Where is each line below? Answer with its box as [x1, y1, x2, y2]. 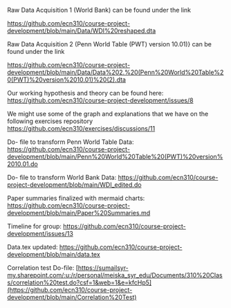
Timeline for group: [7, 222, 62, 230]
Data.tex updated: [7, 243, 58, 251]
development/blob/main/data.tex [7, 251, 100, 258]
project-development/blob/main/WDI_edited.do [7, 181, 142, 189]
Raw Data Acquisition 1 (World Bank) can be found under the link [7, 6, 192, 14]
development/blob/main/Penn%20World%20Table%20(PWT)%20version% [7, 152, 223, 161]
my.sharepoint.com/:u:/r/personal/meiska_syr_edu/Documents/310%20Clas [7, 271, 223, 279]
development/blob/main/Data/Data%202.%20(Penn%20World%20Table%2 [7, 69, 224, 76]
